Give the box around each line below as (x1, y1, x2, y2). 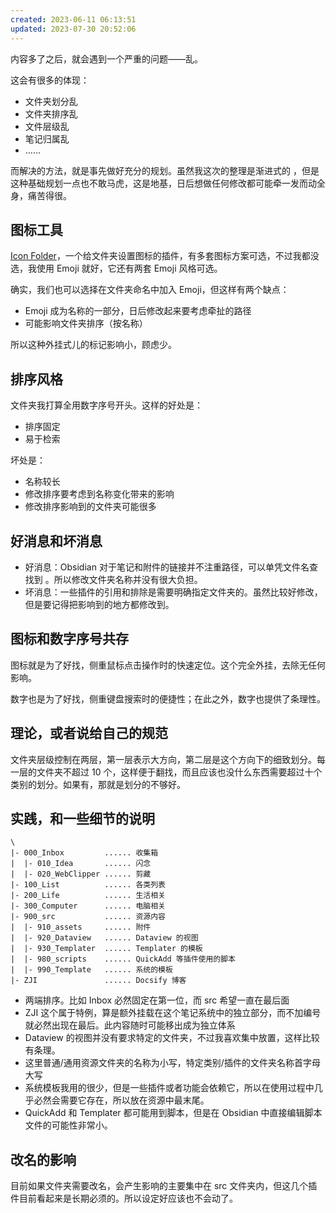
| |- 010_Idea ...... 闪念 (10, 859, 152, 869)
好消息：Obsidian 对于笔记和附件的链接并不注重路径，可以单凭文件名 (24, 561, 310, 573)
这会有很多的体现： (10, 74, 90, 86)
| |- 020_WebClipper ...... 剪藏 (10, 869, 152, 880)
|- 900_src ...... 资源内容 (10, 912, 167, 922)
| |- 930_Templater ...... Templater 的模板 (10, 944, 203, 954)
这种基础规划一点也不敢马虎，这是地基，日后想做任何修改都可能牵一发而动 (10, 177, 317, 189)
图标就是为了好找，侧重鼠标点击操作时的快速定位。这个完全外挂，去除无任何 (10, 659, 326, 671)
